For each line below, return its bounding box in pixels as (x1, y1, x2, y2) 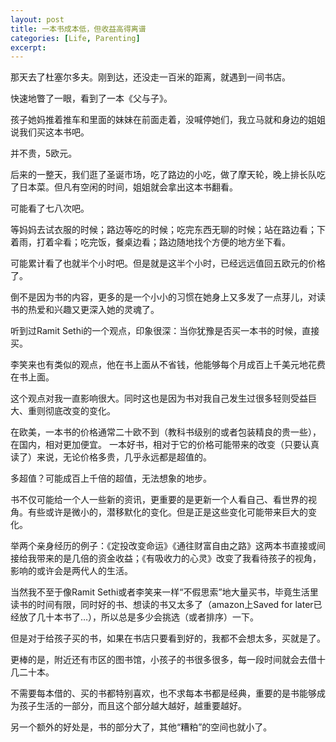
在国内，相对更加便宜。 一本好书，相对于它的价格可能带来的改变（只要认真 (10, 439, 320, 451)
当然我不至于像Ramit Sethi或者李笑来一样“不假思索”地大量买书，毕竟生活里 (10, 586, 319, 598)
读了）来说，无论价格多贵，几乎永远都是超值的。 (10, 451, 212, 463)
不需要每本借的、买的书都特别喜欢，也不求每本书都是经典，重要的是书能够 (10, 687, 317, 700)
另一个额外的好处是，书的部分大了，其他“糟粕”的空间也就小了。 (10, 721, 273, 733)
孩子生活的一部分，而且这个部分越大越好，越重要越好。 (18, 700, 247, 712)
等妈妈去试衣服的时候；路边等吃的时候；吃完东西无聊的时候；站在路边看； (10, 224, 317, 236)
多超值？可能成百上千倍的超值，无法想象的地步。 (10, 472, 212, 485)
